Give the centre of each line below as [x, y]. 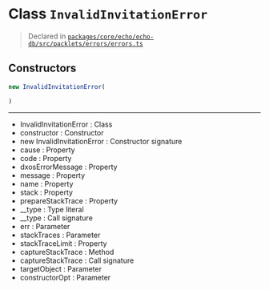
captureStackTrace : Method [67, 252]
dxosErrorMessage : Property [68, 167]
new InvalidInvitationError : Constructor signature [101, 141]
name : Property [46, 183]
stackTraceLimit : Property [63, 243]
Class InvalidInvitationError [108, 14]
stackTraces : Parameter [60, 235]
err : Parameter [45, 226]
